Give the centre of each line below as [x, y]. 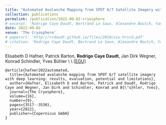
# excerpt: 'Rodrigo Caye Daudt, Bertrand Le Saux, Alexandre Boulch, [79, 23]
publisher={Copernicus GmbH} [40, 113]
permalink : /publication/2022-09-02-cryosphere [55, 19]
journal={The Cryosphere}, [37, 92]
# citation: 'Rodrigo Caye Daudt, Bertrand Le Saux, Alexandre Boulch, [80, 42]
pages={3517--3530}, [31, 105]
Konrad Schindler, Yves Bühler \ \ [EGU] [46, 61]
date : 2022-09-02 [23, 28]
